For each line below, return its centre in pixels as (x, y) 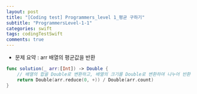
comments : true (25, 40)
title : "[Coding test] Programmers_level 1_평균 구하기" (75, 17)
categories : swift (29, 28)
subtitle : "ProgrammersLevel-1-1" (49, 23)
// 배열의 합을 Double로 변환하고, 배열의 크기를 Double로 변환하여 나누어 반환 (104, 74)
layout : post (22, 12)
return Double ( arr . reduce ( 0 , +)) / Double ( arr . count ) (85, 80)
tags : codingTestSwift (34, 34)
